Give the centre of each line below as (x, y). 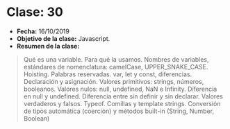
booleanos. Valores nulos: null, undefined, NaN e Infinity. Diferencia (120, 89)
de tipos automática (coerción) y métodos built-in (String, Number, (119, 111)
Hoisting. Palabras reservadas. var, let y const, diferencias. (108, 74)
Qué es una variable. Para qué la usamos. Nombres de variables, (116, 59)
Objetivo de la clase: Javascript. (63, 38)
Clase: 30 (35, 12)
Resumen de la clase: (48, 46)
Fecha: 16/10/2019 (43, 31)
